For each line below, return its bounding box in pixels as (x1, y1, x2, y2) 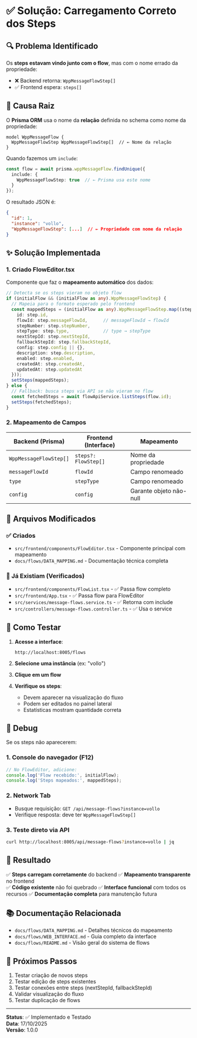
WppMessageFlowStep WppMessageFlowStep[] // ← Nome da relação (11, 139, 172, 145)
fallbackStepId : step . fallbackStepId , (16, 339, 111, 345)
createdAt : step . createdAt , (16, 361, 85, 367)
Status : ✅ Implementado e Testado (6, 1013, 91, 1021)
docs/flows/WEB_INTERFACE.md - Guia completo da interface (14, 933, 157, 940)
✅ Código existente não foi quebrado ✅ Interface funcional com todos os (6, 884, 186, 891)
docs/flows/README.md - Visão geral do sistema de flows (14, 939, 150, 947)
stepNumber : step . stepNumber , (16, 323, 91, 329)
